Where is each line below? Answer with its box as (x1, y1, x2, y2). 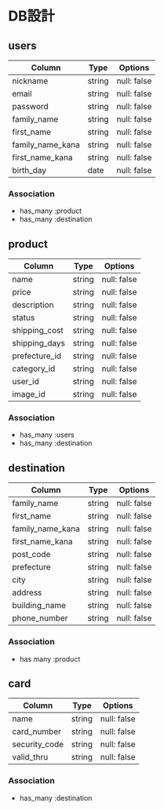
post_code (12, 549, 51, 560)
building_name (12, 600, 67, 611)
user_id (12, 376, 39, 387)
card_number (12, 726, 61, 737)
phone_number (12, 613, 68, 624)
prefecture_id (12, 350, 62, 361)
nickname (12, 75, 49, 86)
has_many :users (19, 430, 75, 440)
